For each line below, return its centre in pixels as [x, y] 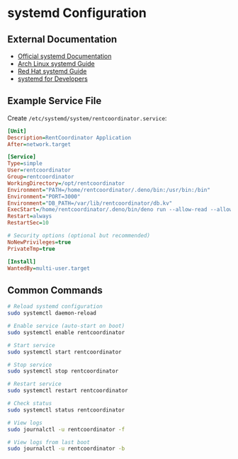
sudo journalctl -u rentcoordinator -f [66, 429]
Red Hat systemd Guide [52, 71]
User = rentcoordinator [39, 170]
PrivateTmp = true [31, 249]
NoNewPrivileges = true [39, 242]
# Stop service [30, 365]
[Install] [22, 261]
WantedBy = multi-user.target [49, 268]
